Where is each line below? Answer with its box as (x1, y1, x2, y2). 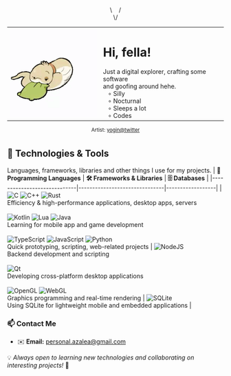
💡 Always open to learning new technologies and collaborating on (7, 353, 195, 362)
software (102, 75, 129, 83)
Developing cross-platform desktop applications (7, 272, 144, 280)
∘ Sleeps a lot (107, 103, 146, 112)
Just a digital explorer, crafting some (102, 67, 206, 75)
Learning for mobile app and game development (7, 220, 144, 228)
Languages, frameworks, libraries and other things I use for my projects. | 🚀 (7, 166, 221, 175)
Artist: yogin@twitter (91, 127, 140, 134)
